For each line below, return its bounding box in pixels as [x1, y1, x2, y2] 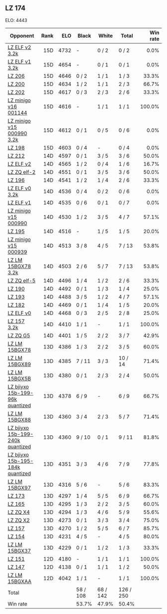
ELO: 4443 [5, 17, 27, 23]
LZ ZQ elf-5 [7, 277, 36, 284]
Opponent [9, 32, 34, 39]
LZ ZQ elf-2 [7, 168, 36, 175]
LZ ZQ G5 [7, 332, 30, 339]
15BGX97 [7, 484, 31, 491]
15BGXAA [7, 578, 32, 585]
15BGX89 [7, 360, 31, 367]
